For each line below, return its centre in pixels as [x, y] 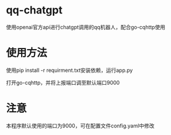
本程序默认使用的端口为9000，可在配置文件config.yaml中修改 [80, 126]
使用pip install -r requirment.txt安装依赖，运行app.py [69, 70]
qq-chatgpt [34, 10]
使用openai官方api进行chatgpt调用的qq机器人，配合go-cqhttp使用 [85, 27]
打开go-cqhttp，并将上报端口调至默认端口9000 [63, 82]
